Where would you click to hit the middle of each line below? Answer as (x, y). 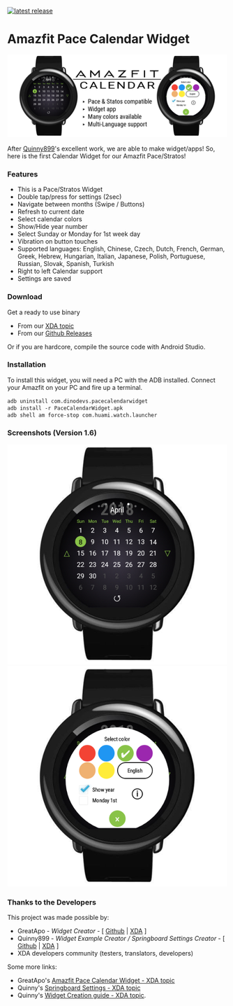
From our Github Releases (55, 333)
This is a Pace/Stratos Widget (60, 190)
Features (23, 174)
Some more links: (32, 967)
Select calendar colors (50, 219)
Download (25, 297)
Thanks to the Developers (52, 902)
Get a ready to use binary (44, 312)
